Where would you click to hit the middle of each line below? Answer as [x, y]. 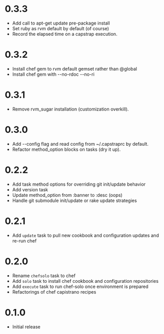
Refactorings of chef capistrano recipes [54, 292]
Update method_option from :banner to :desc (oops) [67, 195]
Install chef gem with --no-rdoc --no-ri [53, 74]
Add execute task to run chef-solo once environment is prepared [80, 286]
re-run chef [24, 240]
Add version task [30, 189]
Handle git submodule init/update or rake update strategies [74, 201]
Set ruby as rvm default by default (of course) [60, 28]
